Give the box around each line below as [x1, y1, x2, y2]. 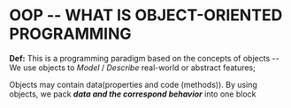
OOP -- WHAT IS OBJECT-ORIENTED [9, 5, 283, 25]
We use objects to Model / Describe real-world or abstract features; [9, 62, 257, 73]
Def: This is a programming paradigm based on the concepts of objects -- [9, 53, 280, 63]
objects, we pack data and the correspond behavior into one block [9, 89, 257, 99]
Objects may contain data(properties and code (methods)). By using [9, 79, 258, 90]
